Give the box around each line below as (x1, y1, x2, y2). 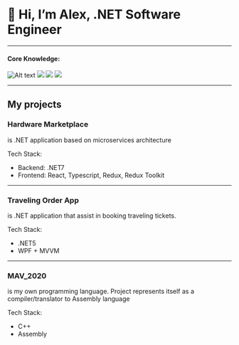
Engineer (7, 21, 62, 38)
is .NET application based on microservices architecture (7, 135, 172, 144)
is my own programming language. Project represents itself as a (7, 287, 194, 296)
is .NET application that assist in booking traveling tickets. (7, 211, 176, 220)
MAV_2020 (7, 271, 47, 281)
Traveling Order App (7, 195, 80, 205)
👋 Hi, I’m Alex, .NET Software (7, 6, 181, 23)
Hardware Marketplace (7, 120, 89, 129)
